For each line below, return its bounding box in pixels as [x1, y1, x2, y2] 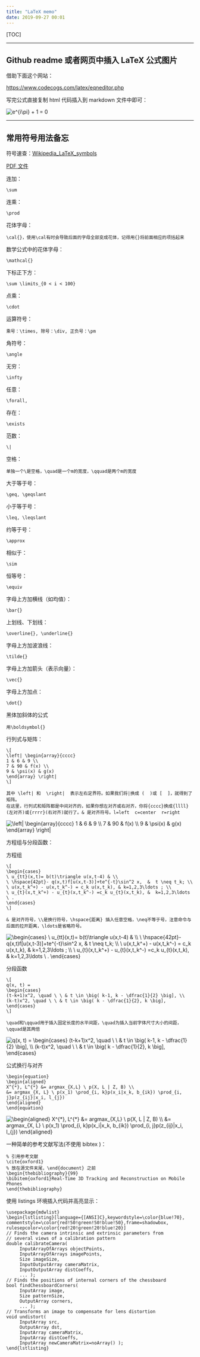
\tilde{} [6, 654, 28, 660]
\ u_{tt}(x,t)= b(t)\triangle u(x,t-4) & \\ [6, 874, 118, 880]
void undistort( [6, 1314, 46, 1320]
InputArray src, [19, 1319, 60, 1325]
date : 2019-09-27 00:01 [6, 14, 65, 20]
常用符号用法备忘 [6, 133, 69, 143]
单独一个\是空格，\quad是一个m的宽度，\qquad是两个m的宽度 [6, 469, 137, 475]
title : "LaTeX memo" [6, 8, 58, 15]
